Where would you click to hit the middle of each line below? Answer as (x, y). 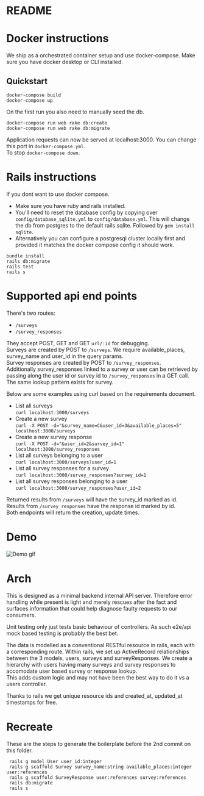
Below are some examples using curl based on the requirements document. (101, 393)
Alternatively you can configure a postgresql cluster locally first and (100, 238)
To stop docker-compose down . (43, 152)
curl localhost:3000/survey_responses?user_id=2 (78, 488)
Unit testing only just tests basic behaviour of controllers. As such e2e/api (99, 626)
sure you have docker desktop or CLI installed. (65, 62)
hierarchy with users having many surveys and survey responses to (91, 664)
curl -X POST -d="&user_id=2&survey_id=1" (70, 444)
